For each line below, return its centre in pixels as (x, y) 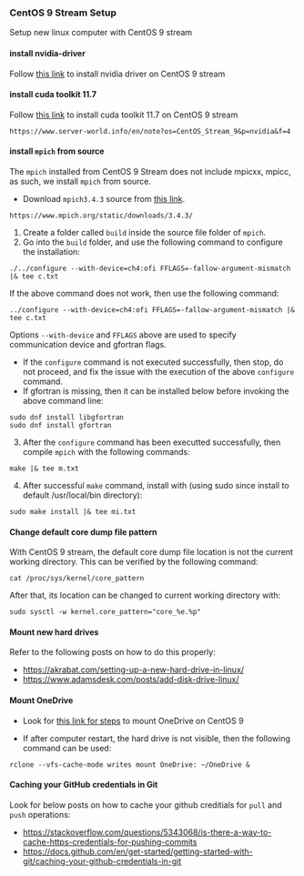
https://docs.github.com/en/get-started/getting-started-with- (137, 851)
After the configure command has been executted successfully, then (152, 442)
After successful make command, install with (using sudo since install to (156, 485)
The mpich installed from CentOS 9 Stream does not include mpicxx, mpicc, (150, 171)
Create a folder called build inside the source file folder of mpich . (144, 232)
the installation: (51, 251)
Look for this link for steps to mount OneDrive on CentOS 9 (133, 720)
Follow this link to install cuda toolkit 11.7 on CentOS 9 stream (124, 115)
